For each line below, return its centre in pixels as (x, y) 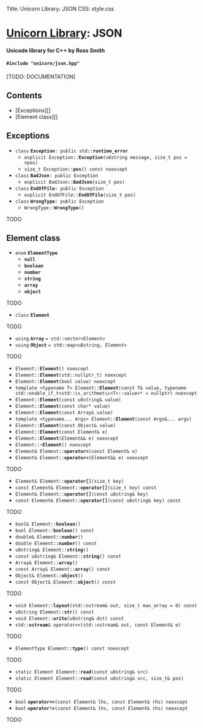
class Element (32, 315)
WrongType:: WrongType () (54, 208)
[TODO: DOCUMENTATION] (41, 76)
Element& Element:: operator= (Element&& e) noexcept (82, 458)
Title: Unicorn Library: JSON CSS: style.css (60, 9)
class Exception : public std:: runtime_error (72, 151)
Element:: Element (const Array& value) (64, 413)
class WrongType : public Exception (59, 201)
